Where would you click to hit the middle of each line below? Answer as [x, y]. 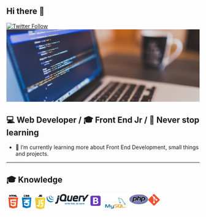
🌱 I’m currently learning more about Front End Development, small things [107, 147]
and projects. [32, 154]
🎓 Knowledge [35, 179]
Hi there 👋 [25, 11]
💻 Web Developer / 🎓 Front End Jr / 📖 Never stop [103, 120]
